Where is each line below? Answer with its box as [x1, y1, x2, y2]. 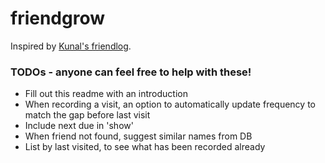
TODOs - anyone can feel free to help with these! [10, 65, 252, 79]
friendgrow [10, 7, 106, 30]
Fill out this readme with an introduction [24, 88, 188, 100]
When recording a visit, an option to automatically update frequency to [24, 98, 316, 111]
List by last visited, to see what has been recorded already [24, 141, 266, 153]
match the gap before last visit [24, 109, 151, 121]
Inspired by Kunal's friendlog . [10, 40, 132, 52]
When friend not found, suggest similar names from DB [24, 130, 253, 142]
